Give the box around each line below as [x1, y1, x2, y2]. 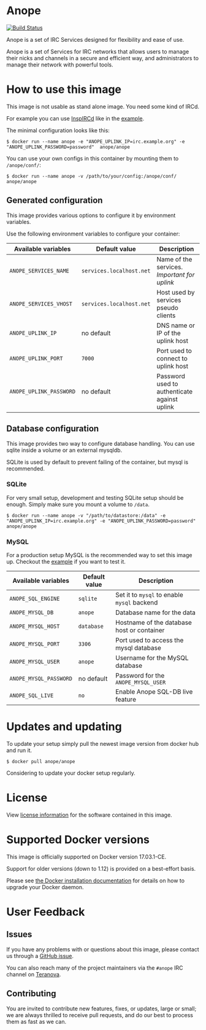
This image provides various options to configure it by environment [6, 212, 176, 219]
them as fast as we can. [6, 1018, 66, 1025]
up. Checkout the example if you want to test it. [6, 558, 126, 566]
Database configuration [6, 424, 99, 434]
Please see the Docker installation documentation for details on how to [6, 877, 185, 884]
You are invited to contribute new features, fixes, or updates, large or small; [6, 1005, 197, 1012]
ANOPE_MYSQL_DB [9, 609, 54, 616]
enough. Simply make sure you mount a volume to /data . [6, 501, 150, 508]
